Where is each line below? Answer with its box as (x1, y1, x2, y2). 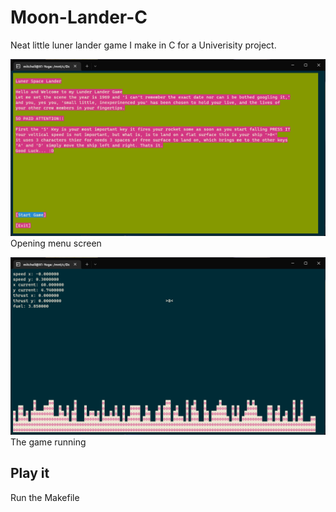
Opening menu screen (10, 237, 102, 250)
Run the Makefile (10, 491, 80, 503)
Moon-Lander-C (10, 6, 148, 29)
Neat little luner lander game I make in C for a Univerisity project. (10, 39, 277, 51)
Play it (10, 465, 50, 482)
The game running (10, 436, 87, 448)
